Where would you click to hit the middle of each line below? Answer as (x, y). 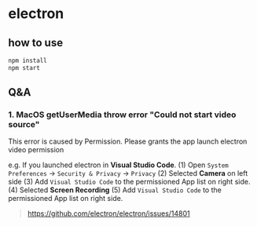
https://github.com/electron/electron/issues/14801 (108, 213)
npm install (28, 60)
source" (24, 125)
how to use (36, 43)
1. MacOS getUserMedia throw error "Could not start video (122, 115)
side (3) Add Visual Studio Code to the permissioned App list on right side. (129, 182)
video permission (36, 150)
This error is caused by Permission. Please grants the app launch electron (128, 141)
